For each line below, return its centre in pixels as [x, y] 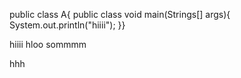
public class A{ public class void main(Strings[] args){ [120, 14]
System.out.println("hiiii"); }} [67, 25]
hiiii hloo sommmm [48, 44]
